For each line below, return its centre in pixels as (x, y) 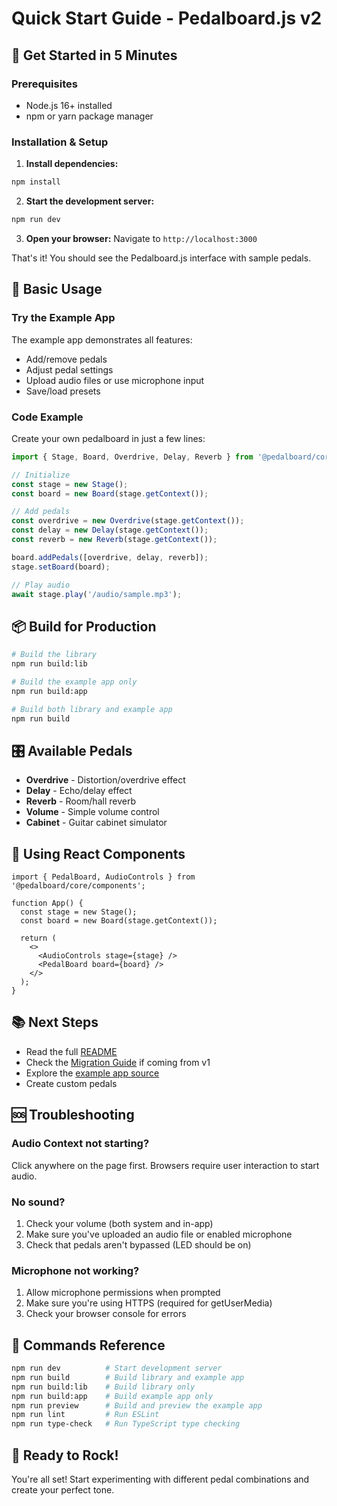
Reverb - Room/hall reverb (80, 801)
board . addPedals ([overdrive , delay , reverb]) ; (110, 557)
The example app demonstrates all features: (102, 339)
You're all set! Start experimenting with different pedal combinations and (160, 1479)
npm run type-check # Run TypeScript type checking (126, 1424)
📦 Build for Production (84, 626)
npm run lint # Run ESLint (85, 1415)
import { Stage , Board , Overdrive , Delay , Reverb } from (132, 457)
